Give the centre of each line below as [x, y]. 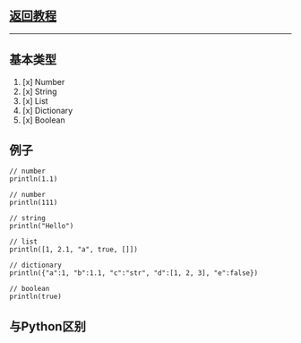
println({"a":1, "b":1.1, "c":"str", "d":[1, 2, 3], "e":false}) [133, 273]
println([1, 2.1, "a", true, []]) [74, 250]
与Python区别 [48, 326]
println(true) [36, 297]
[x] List [35, 100]
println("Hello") [42, 227]
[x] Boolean [43, 120]
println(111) [34, 203]
